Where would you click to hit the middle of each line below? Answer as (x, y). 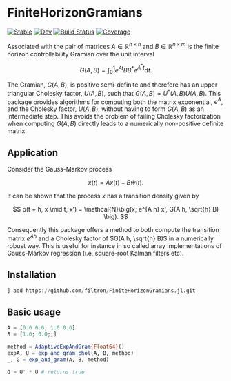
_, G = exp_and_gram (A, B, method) (58, 360)
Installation (32, 275)
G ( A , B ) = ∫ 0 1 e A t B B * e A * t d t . (116, 69)
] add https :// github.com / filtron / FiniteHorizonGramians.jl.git (101, 291)
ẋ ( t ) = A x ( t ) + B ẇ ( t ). (116, 183)
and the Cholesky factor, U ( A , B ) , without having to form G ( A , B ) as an (106, 109)
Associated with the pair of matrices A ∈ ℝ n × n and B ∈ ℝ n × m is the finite (113, 45)
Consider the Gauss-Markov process (60, 169)
